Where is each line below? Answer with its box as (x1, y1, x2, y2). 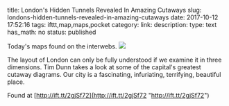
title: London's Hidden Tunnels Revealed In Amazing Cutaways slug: (7, 6, 202, 14)
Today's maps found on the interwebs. (7, 42, 117, 51)
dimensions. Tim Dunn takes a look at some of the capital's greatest (7, 63, 201, 71)
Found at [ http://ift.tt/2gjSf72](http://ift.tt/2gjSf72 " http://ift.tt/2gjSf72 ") (7, 91, 210, 99)
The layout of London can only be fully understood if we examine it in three (7, 55, 222, 64)
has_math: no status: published (7, 28, 96, 36)
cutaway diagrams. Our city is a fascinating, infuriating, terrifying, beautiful (7, 71, 221, 78)
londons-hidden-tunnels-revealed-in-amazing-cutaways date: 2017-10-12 (7, 13, 219, 21)
